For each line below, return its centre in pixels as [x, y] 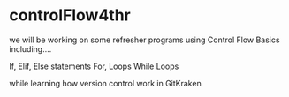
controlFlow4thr [70, 15]
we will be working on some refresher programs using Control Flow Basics [144, 40]
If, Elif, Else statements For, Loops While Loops [94, 66]
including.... [30, 48]
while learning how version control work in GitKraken [105, 83]
